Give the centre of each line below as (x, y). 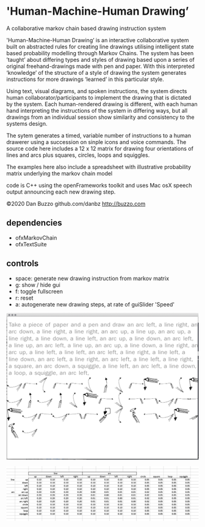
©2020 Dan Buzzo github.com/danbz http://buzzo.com (76, 203)
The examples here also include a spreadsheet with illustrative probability (99, 167)
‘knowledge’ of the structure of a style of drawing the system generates (96, 72)
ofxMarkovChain (36, 238)
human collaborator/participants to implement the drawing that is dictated (99, 97)
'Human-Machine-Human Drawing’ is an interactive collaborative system (98, 40)
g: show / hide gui (38, 285)
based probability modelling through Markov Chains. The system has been (100, 53)
